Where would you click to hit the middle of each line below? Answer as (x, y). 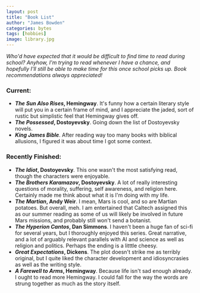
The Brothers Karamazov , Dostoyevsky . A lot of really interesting (96, 182)
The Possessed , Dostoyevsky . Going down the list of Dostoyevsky (97, 122)
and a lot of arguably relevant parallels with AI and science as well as (99, 239)
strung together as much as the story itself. (68, 283)
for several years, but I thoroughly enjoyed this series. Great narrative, (101, 233)
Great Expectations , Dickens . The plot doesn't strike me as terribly (97, 252)
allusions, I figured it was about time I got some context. (83, 141)
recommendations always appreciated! (54, 75)
